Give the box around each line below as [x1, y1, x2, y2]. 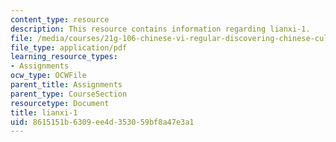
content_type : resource [10, 14, 110, 25]
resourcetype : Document [10, 98, 110, 108]
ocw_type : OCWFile [10, 71, 87, 81]
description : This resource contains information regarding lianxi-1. [10, 24, 311, 34]
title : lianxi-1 [10, 107, 78, 118]
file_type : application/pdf [10, 42, 128, 53]
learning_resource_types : [10, 52, 118, 62]
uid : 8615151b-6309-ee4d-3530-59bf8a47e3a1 [10, 117, 195, 127]
